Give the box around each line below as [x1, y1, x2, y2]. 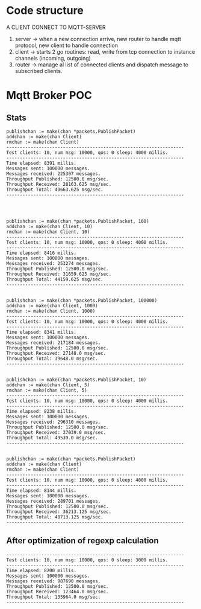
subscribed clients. [14, 67, 63, 74]
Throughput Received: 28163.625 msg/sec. [6, 181, 112, 187]
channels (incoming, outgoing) [14, 54, 91, 62]
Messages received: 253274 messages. [6, 260, 101, 266]
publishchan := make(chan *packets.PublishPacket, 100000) [6, 297, 158, 304]
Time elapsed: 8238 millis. [6, 408, 77, 414]
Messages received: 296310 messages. [6, 419, 101, 425]
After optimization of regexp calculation [6, 535, 159, 546]
